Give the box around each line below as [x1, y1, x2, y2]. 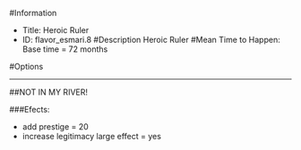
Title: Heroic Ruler [21, 25, 90, 35]
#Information [9, 8, 57, 18]
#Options [9, 62, 44, 71]
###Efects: [9, 104, 50, 114]
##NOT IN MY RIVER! [9, 87, 88, 97]
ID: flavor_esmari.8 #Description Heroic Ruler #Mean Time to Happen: [21, 35, 280, 45]
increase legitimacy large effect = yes [21, 131, 161, 141]
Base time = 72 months [21, 44, 108, 54]
